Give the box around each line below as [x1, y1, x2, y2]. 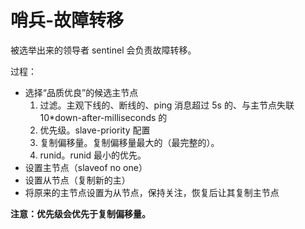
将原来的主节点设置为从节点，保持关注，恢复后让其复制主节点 [24, 186, 280, 198]
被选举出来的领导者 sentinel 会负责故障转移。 [10, 44, 197, 56]
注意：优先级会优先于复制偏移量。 [10, 207, 151, 220]
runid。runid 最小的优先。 [39, 149, 147, 161]
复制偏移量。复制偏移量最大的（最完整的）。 [39, 136, 220, 148]
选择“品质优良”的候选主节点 [24, 86, 139, 98]
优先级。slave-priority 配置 [39, 124, 151, 136]
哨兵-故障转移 [10, 9, 125, 32]
